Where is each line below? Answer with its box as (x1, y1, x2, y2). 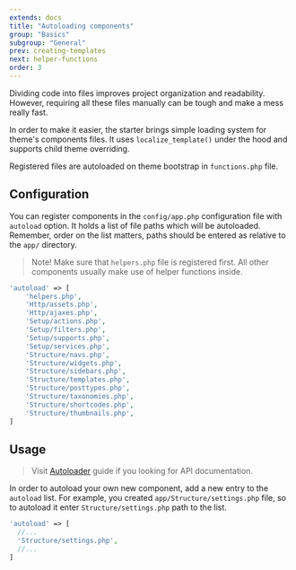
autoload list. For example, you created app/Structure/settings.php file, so (9, 493, 287, 504)
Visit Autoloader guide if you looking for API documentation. (30, 466, 254, 477)
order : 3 (9, 64, 42, 73)
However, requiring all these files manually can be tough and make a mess (9, 97, 284, 108)
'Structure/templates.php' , (25, 375, 130, 384)
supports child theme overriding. (9, 143, 130, 153)
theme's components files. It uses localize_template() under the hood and (9, 134, 288, 145)
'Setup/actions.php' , (25, 317, 106, 326)
